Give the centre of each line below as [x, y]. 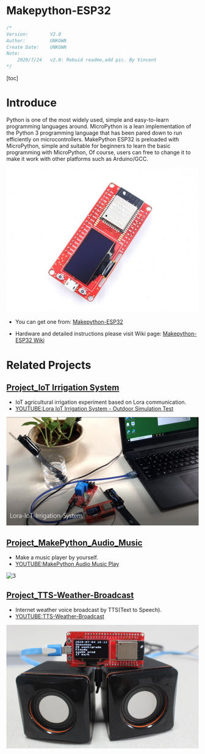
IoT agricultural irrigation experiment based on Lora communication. [101, 402]
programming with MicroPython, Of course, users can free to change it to [99, 152]
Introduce [31, 103]
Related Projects [49, 365]
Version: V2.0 [34, 34]
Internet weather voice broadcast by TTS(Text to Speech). [88, 610]
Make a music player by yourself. [57, 558]
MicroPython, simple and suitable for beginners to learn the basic [88, 146]
